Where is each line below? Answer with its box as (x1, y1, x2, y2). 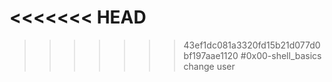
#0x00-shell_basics (240, 49, 322, 61)
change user (183, 60, 236, 72)
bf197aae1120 (183, 49, 239, 61)
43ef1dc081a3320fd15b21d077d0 (183, 39, 321, 51)
